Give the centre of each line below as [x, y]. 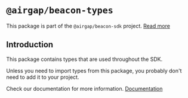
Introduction [30, 45]
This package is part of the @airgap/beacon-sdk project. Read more [88, 26]
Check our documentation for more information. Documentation [84, 88]
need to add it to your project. [43, 77]
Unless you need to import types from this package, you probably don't [94, 71]
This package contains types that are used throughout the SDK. [84, 59]
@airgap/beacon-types [60, 10]
